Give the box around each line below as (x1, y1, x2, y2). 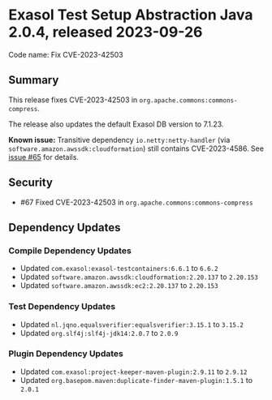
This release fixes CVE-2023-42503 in (8, 95, 138, 105)
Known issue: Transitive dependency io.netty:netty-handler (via (8, 135, 231, 144)
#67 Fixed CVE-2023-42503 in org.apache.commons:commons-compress (19, 197, 253, 207)
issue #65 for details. (8, 152, 80, 161)
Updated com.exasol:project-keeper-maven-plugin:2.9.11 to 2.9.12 (19, 367, 248, 376)
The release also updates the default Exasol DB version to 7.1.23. (8, 119, 224, 129)
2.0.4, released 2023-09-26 (8, 23, 203, 41)
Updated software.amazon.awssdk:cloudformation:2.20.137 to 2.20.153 (19, 272, 258, 282)
